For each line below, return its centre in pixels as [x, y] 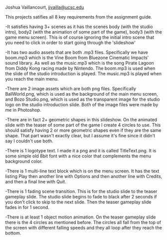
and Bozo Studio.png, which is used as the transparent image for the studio [83, 99]
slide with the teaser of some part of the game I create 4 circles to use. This [83, 125]
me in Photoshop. [23, 110]
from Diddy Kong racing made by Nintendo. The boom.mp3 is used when [80, 68]
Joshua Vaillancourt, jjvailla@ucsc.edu [45, 7]
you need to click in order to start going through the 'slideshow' [71, 43]
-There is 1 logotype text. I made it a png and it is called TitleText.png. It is [81, 151]
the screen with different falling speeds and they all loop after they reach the [83, 228]
